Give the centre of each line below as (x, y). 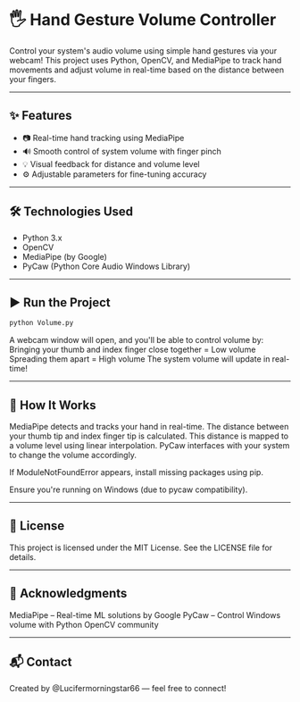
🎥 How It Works (53, 405)
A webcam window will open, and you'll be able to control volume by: (137, 340)
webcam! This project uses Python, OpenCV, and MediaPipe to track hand (146, 60)
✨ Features (41, 116)
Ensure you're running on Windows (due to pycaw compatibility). (129, 489)
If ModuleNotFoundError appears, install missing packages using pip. (136, 472)
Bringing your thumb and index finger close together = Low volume (133, 350)
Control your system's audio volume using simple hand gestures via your (143, 50)
